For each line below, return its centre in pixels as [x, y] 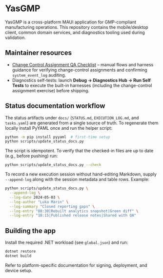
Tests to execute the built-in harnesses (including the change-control [82, 85]
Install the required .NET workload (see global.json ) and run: [67, 242]
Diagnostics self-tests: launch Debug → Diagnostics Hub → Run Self [81, 80]
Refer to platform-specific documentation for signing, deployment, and [76, 265]
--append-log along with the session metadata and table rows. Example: [77, 179]
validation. [15, 38]
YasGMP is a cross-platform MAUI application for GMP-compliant [71, 22]
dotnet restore [20, 252]
